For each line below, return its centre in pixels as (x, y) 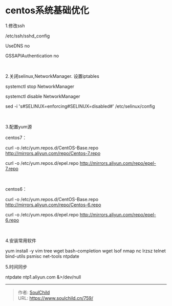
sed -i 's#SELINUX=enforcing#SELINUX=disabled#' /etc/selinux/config (80, 106)
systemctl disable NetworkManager (43, 96)
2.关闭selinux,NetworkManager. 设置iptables (52, 76)
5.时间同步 (16, 267)
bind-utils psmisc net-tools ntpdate (42, 256)
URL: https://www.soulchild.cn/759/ (56, 298)
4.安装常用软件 (21, 241)
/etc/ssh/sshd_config (28, 36)
